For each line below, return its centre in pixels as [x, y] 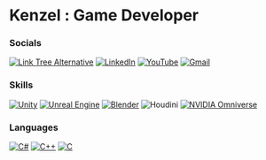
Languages [34, 127]
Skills [21, 85]
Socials [25, 43]
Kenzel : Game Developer [104, 15]
